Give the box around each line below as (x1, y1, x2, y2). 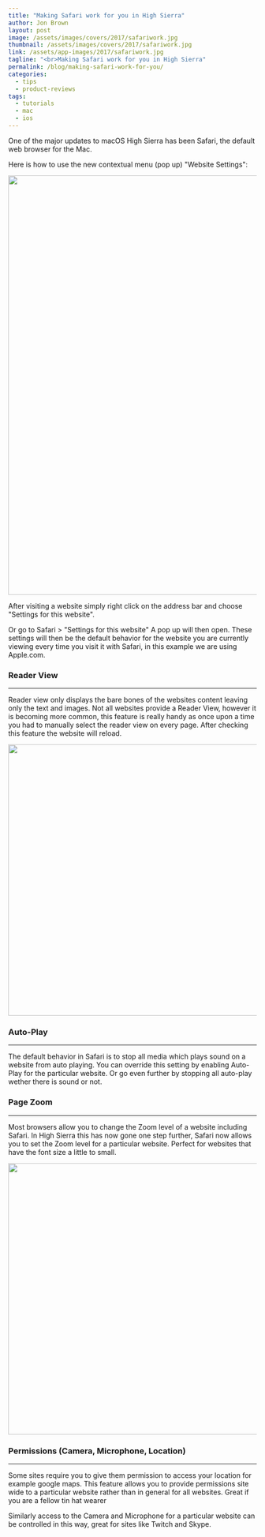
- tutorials (15, 99, 55, 107)
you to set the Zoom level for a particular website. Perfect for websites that (8, 1138, 252, 1149)
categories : (8, 70, 47, 78)
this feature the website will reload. (8, 729, 122, 738)
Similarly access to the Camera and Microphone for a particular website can (8, 1511, 256, 1520)
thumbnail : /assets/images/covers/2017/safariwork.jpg (8, 41, 192, 49)
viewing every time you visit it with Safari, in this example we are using (8, 641, 237, 651)
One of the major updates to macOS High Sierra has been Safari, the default (8, 136, 256, 145)
